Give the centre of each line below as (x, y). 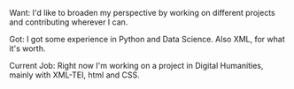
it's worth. (27, 48)
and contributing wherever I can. (69, 22)
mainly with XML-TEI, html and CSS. (74, 75)
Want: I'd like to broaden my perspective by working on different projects (143, 13)
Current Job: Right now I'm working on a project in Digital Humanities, (136, 66)
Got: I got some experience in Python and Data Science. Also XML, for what (147, 39)
